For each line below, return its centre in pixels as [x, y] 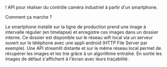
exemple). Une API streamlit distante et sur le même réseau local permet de [83, 48]
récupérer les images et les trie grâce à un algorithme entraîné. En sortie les [83, 53]
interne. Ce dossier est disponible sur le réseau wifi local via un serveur [79, 38]
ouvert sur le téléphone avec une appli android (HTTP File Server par [76, 43]
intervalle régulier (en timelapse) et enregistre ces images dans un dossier [82, 32]
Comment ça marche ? [29, 17]
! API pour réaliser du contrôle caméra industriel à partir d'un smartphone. [81, 7]
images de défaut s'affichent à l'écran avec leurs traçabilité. [67, 59]
